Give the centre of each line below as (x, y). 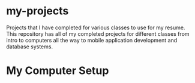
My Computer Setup (58, 71)
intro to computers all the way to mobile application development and (92, 40)
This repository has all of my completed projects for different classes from (98, 33)
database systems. (29, 47)
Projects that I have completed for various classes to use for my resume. (96, 27)
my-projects (37, 11)
